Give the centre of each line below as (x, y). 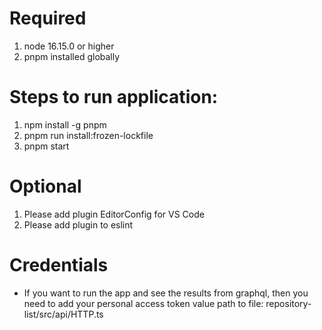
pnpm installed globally (72, 56)
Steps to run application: (114, 97)
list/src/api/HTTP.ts (63, 314)
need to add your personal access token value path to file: (143, 303)
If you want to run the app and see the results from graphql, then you (166, 293)
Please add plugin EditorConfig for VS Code (114, 214)
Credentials (59, 265)
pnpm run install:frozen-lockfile (88, 135)
